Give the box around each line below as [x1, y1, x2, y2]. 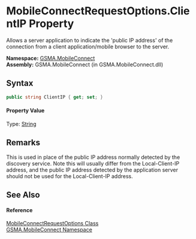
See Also [6, 190, 40, 200]
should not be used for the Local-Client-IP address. [6, 172, 133, 180]
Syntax [6, 78, 34, 88]
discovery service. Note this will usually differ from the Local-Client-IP [6, 160, 180, 167]
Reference [6, 206, 33, 213]
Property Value [6, 107, 45, 114]
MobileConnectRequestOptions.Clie [6, 4, 190, 18]
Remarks [6, 137, 41, 148]
